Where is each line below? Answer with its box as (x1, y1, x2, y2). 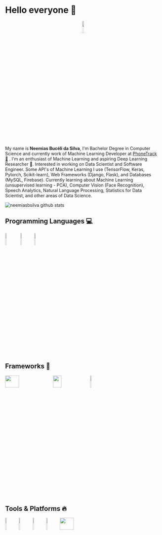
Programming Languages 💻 (5, 217, 93, 226)
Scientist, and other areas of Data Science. (5, 192, 92, 198)
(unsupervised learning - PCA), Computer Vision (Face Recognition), (5, 182, 145, 188)
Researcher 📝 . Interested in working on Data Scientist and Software (5, 161, 142, 167)
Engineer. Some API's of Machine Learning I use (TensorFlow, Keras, (5, 166, 145, 172)
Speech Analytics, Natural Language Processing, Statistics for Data (5, 187, 142, 193)
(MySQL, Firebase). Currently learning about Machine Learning (5, 177, 133, 183)
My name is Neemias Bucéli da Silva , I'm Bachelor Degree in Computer (5, 145, 151, 151)
